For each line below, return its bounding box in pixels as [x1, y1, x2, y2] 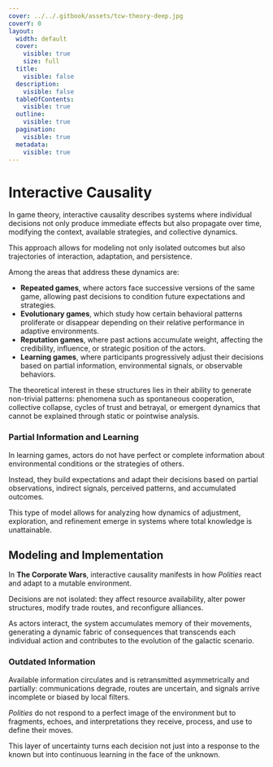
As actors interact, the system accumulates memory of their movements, [8, 619, 252, 629]
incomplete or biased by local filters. [8, 692, 131, 702]
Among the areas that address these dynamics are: [8, 268, 180, 277]
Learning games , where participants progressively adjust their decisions [19, 352, 264, 362]
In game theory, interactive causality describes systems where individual [8, 210, 252, 220]
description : [15, 80, 60, 88]
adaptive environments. [19, 326, 100, 336]
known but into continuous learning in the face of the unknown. [8, 749, 221, 759]
